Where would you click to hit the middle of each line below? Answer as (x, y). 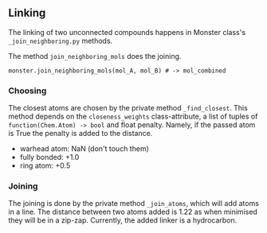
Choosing (27, 91)
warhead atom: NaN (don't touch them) (84, 149)
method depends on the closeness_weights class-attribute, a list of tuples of (133, 116)
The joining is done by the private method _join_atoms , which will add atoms (133, 204)
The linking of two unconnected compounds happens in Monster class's (127, 32)
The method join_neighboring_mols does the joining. (95, 56)
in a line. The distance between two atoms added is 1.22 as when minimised (133, 212)
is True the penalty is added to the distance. (80, 134)
